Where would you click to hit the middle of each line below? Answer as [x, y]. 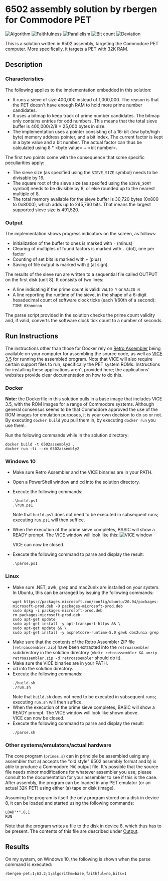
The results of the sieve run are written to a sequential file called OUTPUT [81, 274]
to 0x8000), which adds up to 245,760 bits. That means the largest [82, 204]
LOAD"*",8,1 [18, 812]
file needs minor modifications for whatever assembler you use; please [78, 772]
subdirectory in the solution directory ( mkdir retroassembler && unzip [85, 652]
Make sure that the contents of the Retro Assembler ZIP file [74, 642]
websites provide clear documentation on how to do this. [64, 375]
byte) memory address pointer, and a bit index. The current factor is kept [88, 137]
